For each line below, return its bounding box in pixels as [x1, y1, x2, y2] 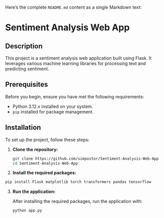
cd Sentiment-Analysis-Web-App [12, 161, 78, 166]
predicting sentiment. [5, 66, 49, 72]
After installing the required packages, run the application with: [12, 198, 143, 204]
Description [5, 42, 43, 50]
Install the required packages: [12, 170, 77, 176]
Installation [5, 123, 41, 132]
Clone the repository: [12, 146, 58, 152]
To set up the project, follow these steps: [5, 137, 90, 143]
